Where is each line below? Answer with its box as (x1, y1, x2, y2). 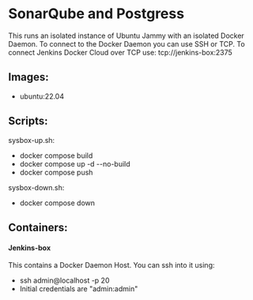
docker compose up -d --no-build (19, 159, 130, 168)
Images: (8, 70, 49, 84)
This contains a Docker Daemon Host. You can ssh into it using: (8, 261, 215, 270)
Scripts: (8, 114, 48, 128)
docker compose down (19, 198, 96, 208)
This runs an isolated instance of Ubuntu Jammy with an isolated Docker (8, 31, 245, 40)
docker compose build (19, 151, 93, 160)
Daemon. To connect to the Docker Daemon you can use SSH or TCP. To (8, 39, 245, 48)
